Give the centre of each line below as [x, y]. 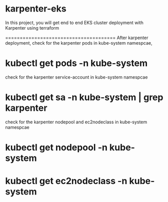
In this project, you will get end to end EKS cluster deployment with [74, 23]
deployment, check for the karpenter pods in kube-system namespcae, [79, 43]
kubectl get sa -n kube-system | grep [84, 97]
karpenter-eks [36, 9]
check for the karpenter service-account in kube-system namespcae [76, 77]
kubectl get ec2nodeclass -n [66, 181]
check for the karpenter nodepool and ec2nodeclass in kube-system [76, 122]
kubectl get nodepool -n [56, 147]
